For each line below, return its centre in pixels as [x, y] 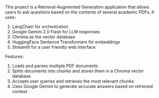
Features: [15, 56]
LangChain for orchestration [40, 27]
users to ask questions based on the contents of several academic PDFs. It [80, 12]
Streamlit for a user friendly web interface [54, 47]
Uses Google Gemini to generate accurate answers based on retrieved [82, 86]
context [20, 91]
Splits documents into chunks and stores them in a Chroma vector [78, 71]
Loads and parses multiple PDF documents [55, 66]
